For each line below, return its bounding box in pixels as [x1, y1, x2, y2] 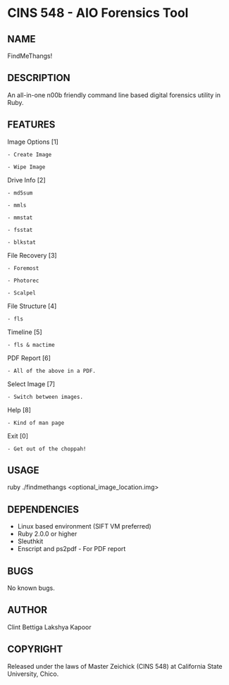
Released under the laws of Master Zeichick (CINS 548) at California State [7, 662, 223, 670]
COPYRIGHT [7, 643, 63, 655]
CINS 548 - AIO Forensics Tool [7, 5, 189, 21]
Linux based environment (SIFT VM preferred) [17, 522, 151, 531]
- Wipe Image [7, 163, 46, 171]
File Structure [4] [7, 302, 57, 310]
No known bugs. [7, 584, 55, 593]
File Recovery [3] [7, 251, 58, 259]
